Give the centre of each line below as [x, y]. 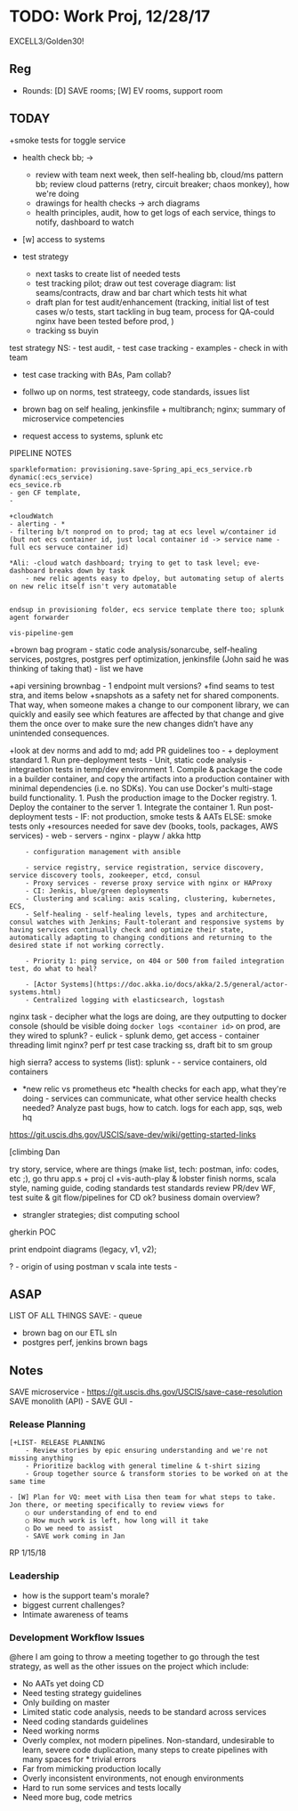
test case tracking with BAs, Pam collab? [97, 374]
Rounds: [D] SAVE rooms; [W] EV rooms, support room [122, 90]
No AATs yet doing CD [63, 1684]
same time [28, 1482]
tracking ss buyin [67, 330]
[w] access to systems [63, 239]
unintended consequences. [59, 733]
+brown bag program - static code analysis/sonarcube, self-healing [133, 649]
